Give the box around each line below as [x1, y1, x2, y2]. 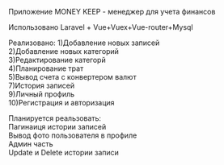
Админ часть [8, 139, 53, 148]
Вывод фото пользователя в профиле [8, 130, 137, 140]
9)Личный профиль [8, 89, 75, 99]
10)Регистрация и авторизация [8, 98, 115, 107]
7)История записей [8, 80, 75, 90]
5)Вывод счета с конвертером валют [8, 72, 137, 81]
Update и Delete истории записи [8, 148, 120, 157]
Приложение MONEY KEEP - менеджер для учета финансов [8, 7, 216, 16]
